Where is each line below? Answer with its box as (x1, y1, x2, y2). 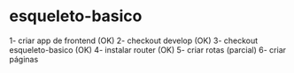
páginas (9, 54, 39, 64)
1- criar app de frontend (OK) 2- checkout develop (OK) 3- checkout (9, 35, 259, 46)
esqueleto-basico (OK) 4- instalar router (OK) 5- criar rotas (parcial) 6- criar (9, 44, 286, 55)
